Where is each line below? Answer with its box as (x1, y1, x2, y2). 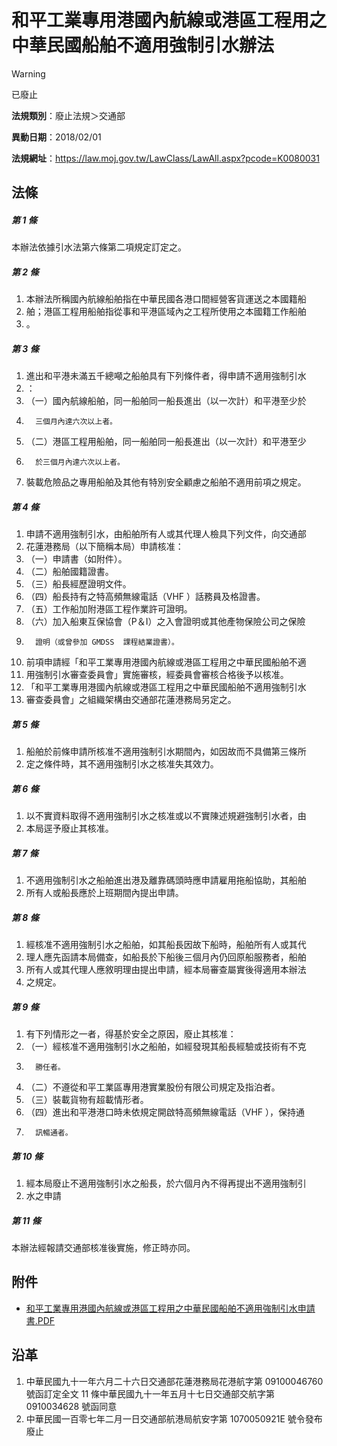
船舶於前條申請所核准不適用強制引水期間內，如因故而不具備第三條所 (25, 746, 307, 758)
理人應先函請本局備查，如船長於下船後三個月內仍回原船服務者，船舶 (25, 951, 307, 963)
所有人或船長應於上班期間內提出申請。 (25, 887, 184, 899)
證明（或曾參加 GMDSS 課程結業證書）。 (35, 637, 179, 648)
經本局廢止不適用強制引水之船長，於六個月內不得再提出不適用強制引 (25, 1177, 307, 1190)
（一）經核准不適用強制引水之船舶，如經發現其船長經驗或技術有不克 (25, 1041, 307, 1053)
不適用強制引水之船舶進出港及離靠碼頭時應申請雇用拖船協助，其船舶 (25, 874, 307, 886)
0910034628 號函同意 (25, 1400, 118, 1412)
